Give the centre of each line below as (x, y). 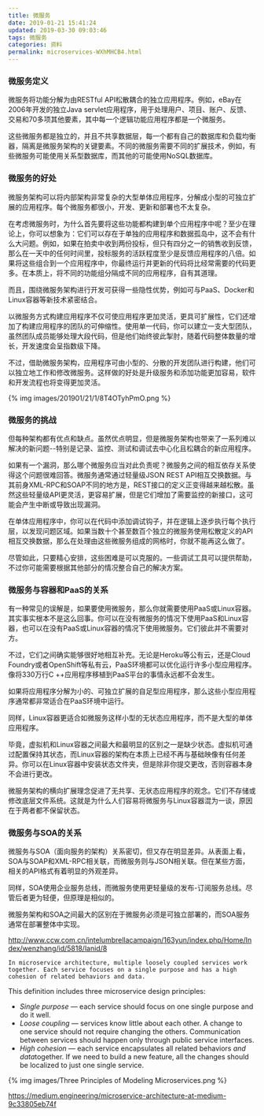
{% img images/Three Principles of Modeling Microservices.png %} (118, 1081)
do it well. (35, 1015)
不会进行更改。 (32, 774)
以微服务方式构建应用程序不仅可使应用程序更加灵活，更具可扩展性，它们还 (128, 316)
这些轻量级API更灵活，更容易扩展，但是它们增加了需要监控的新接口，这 (130, 494)
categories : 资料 (35, 45)
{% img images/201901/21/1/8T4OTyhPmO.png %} (90, 398)
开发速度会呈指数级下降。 (63, 346)
